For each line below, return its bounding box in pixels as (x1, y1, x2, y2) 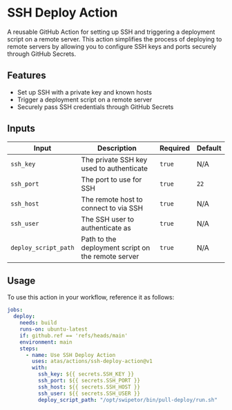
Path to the (81, 234, 117, 244)
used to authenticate (81, 164, 148, 173)
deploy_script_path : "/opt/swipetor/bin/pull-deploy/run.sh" (37, 396, 217, 403)
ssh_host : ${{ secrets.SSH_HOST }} (37, 383, 140, 391)
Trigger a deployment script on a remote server (17, 95, 153, 104)
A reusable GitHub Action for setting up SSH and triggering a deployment (7, 28, 215, 36)
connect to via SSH (81, 203, 144, 213)
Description (97, 143, 137, 153)
